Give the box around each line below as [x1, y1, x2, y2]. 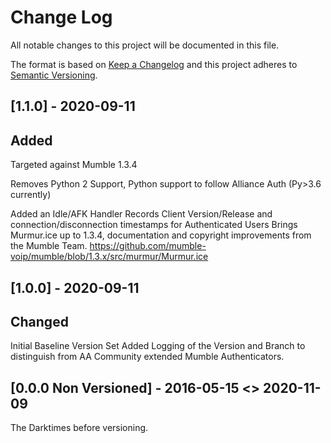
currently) [10, 189, 52, 201]
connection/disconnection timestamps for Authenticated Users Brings [10, 219, 298, 231]
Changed [10, 313, 69, 330]
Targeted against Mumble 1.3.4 [10, 159, 138, 171]
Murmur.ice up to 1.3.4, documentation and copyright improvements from [10, 229, 312, 241]
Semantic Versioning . [10, 69, 98, 81]
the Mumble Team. [10, 240, 88, 252]
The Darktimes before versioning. [10, 422, 149, 434]
